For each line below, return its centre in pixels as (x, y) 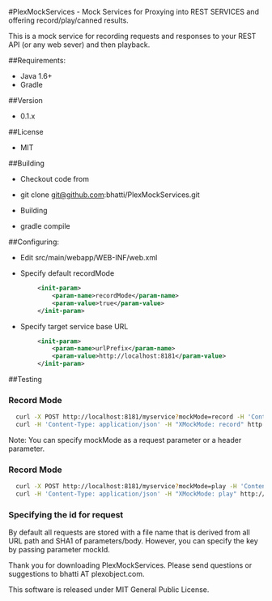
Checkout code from (54, 179)
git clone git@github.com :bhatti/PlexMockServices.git (110, 195)
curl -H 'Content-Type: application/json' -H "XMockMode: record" (130, 425)
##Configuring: (34, 242)
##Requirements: (37, 60)
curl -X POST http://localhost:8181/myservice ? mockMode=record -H (130, 417)
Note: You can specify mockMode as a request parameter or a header (125, 440)
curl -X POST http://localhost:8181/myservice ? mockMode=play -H (126, 487)
